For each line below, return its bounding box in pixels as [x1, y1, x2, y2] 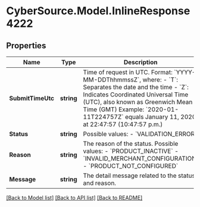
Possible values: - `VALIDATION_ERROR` [83, 130, 197, 138]
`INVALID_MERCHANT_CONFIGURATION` [83, 155, 198, 162]
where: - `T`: [142, 76, 179, 84]
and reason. [83, 179, 117, 187]
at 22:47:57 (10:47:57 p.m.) [83, 120, 163, 128]
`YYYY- [174, 68, 196, 76]
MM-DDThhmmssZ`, [83, 76, 142, 84]
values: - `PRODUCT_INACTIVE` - [83, 147, 179, 155]
